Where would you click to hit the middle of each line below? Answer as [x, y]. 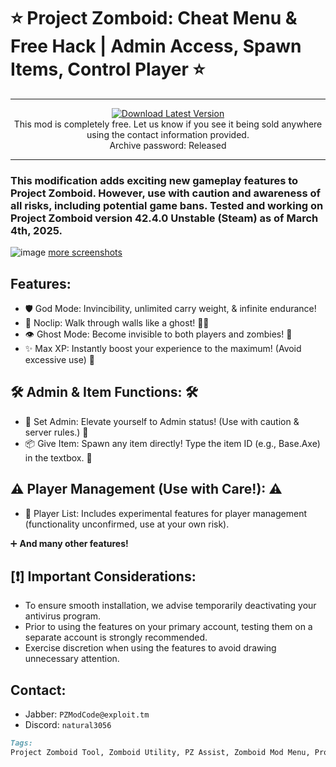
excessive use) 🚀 [59, 360]
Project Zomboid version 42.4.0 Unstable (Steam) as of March [164, 218]
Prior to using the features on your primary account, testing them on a [168, 627]
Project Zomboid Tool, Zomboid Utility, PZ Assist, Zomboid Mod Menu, [160, 753]
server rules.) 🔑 [56, 432]
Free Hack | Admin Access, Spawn [156, 46]
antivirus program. [63, 616]
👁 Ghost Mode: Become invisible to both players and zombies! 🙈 [158, 334]
